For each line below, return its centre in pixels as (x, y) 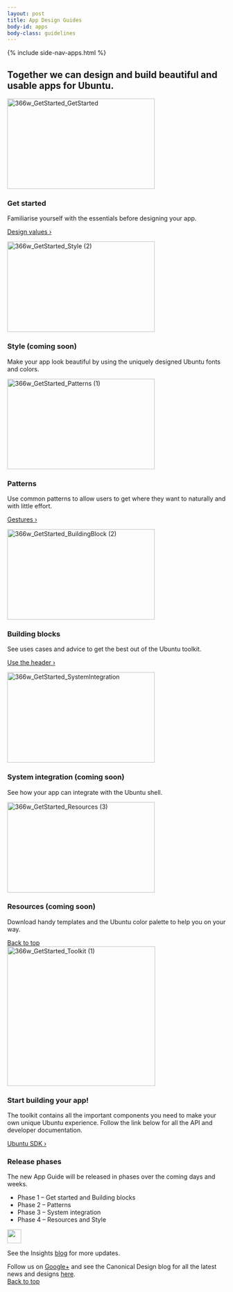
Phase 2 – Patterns (44, 1205)
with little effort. (30, 506)
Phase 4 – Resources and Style (61, 1220)
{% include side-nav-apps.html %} (57, 53)
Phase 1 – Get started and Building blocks (76, 1197)
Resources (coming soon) (51, 907)
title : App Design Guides (44, 20)
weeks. (17, 1184)
